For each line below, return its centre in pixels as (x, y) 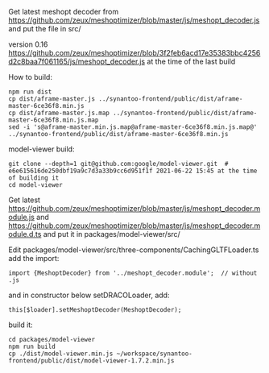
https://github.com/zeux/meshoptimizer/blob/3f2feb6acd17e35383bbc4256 (134, 53)
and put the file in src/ (45, 29)
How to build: (30, 77)
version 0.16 (28, 44)
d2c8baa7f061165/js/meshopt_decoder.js (77, 61)
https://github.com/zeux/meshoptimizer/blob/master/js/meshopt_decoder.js (134, 20)
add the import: (34, 258)
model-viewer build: (41, 149)
